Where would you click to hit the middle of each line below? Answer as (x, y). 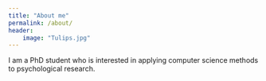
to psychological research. (52, 69)
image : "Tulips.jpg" (57, 38)
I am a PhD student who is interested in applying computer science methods (133, 60)
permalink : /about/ (41, 23)
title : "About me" (39, 15)
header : (21, 30)
